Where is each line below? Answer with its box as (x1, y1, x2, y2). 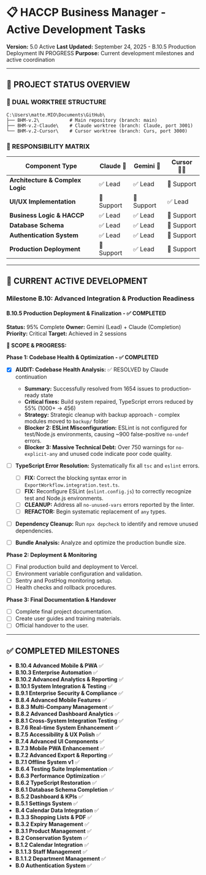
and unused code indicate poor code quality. (59, 450, 172, 457)
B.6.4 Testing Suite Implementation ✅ (15, 765, 113, 773)
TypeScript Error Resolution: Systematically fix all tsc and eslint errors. (15, 461, 200, 469)
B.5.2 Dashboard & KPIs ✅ (15, 793, 84, 800)
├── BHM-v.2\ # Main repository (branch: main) (6, 117, 158, 123)
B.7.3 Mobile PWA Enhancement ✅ (15, 744, 105, 752)
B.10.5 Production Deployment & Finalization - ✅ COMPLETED (6, 309, 167, 317)
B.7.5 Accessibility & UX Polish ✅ (15, 731, 101, 738)
